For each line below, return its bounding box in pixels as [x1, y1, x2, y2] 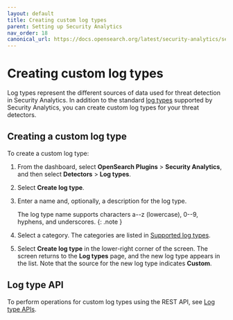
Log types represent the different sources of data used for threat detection [7, 89, 221, 97]
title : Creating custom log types [7, 17, 107, 24]
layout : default [7, 10, 54, 17]
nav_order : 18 [7, 29, 49, 37]
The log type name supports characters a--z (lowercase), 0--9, [17, 210, 199, 218]
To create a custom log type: [7, 149, 89, 157]
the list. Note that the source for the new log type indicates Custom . [17, 259, 212, 267]
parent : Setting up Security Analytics [7, 23, 123, 30]
